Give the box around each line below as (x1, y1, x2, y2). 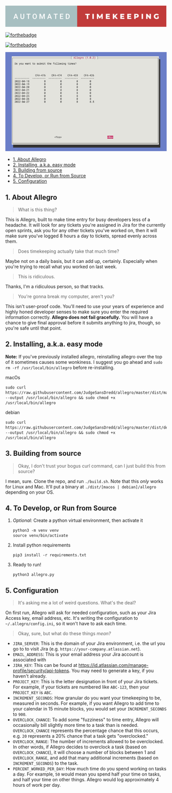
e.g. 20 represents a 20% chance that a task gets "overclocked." (12, 733, 148, 739)
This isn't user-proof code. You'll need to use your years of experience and (5, 303, 164, 309)
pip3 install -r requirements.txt (12, 553, 87, 558)
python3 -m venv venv (12, 528, 59, 533)
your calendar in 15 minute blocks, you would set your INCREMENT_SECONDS (12, 706, 167, 712)
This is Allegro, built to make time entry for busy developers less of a (5, 216, 150, 222)
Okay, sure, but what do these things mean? (17, 631, 111, 637)
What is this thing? (17, 206, 57, 213)
